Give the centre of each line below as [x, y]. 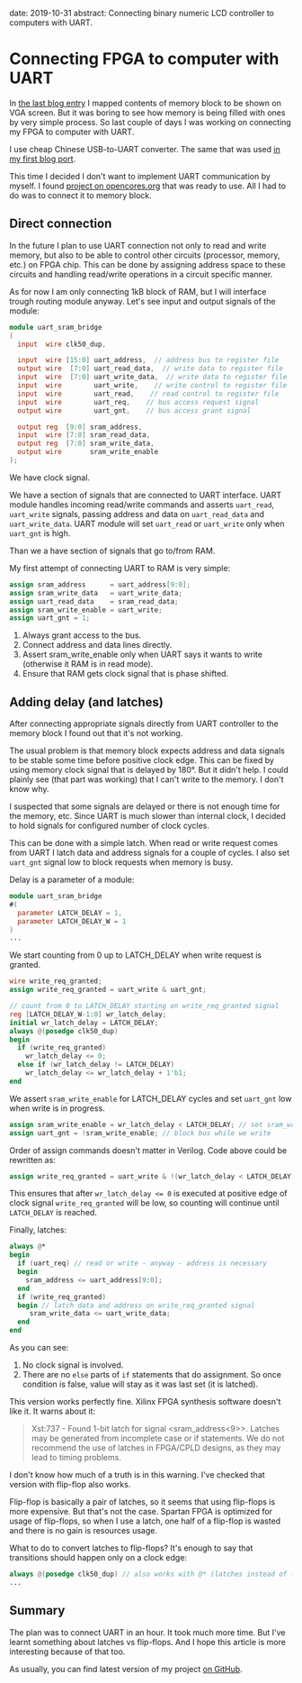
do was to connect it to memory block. [81, 195]
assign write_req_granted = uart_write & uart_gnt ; [108, 990]
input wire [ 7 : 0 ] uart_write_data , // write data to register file [152, 378]
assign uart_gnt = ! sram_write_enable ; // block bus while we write [140, 1133]
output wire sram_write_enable [88, 452]
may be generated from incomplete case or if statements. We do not [158, 1438]
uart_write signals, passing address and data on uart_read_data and [137, 514]
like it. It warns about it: [53, 1411]
